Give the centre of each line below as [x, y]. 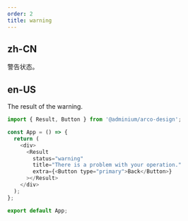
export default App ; [38, 210]
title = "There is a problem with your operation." [107, 165]
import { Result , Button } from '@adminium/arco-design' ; [94, 120]
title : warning [30, 20]
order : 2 [20, 14]
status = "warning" [58, 159]
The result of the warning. [45, 107]
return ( [27, 138]
